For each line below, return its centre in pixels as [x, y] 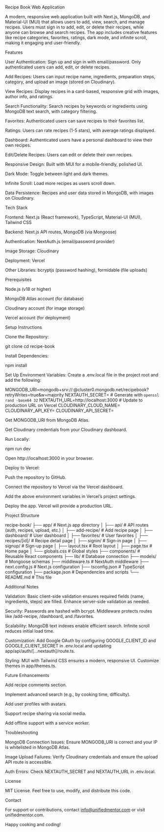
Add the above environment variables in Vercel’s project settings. [70, 496]
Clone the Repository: [27, 337]
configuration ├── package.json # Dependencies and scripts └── [72, 572]
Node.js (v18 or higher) [28, 289]
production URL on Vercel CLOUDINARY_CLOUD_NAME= [63, 405]
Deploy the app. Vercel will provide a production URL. [59, 506]
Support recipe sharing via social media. [46, 713]
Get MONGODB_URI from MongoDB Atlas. [47, 420]
